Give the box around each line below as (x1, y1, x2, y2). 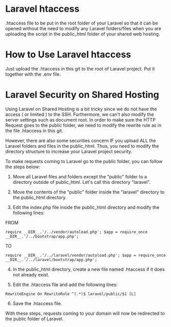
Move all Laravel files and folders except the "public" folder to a (12, 173, 147, 179)
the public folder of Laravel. (5, 315, 63, 322)
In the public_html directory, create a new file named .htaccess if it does (12, 266, 165, 272)
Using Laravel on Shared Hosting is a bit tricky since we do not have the (5, 106, 157, 112)
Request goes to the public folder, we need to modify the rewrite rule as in (5, 122, 162, 128)
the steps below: (5, 163, 40, 170)
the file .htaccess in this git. (5, 127, 63, 133)
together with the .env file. (5, 71, 61, 77)
